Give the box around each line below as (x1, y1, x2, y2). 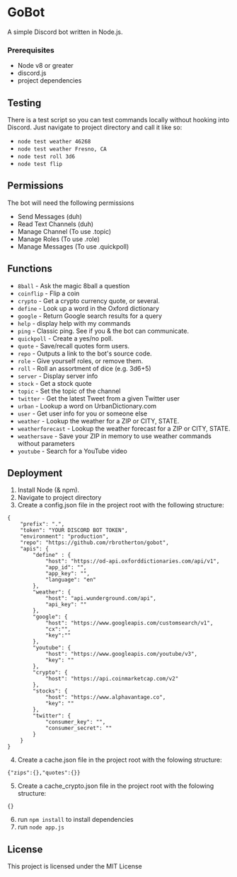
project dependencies (17, 76, 82, 85)
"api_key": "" (45, 601, 87, 608)
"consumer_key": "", (45, 719, 106, 726)
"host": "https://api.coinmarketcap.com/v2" (45, 676, 179, 683)
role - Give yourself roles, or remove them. (17, 356, 144, 365)
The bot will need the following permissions (7, 199, 134, 207)
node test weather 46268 (17, 139, 91, 146)
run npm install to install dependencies (17, 816, 134, 824)
